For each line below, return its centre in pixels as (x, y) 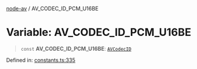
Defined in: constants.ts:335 (41, 60)
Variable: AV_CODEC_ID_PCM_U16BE (99, 32)
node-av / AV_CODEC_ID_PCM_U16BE (52, 9)
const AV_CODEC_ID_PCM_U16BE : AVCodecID (76, 48)
